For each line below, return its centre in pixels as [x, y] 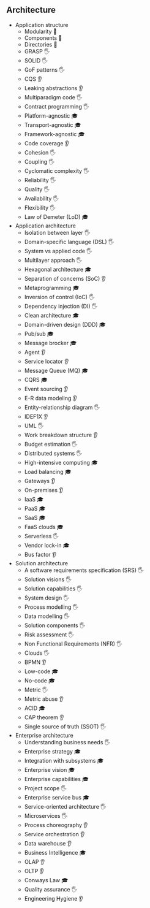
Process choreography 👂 [56, 825]
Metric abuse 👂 [44, 699]
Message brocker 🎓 [51, 343]
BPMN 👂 [36, 662]
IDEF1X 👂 [36, 416]
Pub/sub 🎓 [39, 334]
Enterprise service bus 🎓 [57, 797]
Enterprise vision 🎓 [50, 769]
